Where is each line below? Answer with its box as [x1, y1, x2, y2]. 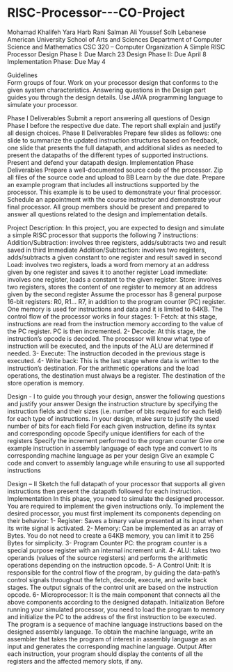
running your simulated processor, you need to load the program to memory [7, 605, 225, 614]
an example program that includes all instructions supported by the [7, 180, 200, 189]
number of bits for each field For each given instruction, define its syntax [7, 422, 216, 430]
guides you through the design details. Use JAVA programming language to [7, 93, 223, 102]
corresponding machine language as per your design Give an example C [7, 451, 214, 460]
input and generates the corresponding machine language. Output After [7, 642, 213, 650]
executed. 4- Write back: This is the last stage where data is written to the [7, 356, 219, 365]
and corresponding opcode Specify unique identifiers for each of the [7, 429, 205, 438]
